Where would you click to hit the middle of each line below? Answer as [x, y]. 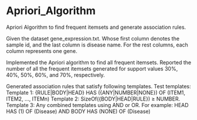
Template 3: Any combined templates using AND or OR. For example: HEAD [98, 105]
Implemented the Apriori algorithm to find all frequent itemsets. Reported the [99, 62]
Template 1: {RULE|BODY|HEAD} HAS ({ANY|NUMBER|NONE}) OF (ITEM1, [96, 92]
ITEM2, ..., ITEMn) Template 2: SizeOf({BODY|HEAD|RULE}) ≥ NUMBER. [93, 99]
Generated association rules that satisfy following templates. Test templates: [98, 86]
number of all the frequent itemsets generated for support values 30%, [92, 68]
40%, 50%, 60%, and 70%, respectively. [56, 75]
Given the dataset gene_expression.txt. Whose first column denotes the [93, 38]
